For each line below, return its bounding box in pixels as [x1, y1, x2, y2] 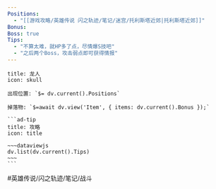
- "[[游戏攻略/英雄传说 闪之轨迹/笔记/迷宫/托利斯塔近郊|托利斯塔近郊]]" [13, 17, 205, 24]
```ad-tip [7, 116, 37, 123]
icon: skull [7, 76, 42, 83]
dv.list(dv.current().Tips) [7, 148, 90, 155]
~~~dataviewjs [7, 142, 49, 149]
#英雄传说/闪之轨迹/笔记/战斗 [7, 173, 93, 182]
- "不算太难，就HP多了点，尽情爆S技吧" [13, 43, 115, 50]
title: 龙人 [7, 70, 40, 78]
